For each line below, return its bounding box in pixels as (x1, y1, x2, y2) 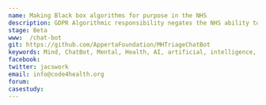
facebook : (8, 56, 41, 64)
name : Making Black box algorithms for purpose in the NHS (8, 11, 207, 20)
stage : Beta (8, 26, 47, 34)
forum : (8, 77, 30, 85)
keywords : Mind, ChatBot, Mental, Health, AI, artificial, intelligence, (8, 48, 257, 56)
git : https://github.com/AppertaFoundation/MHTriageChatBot (8, 41, 211, 49)
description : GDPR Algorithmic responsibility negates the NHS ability (8, 19, 249, 27)
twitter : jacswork (8, 63, 69, 71)
